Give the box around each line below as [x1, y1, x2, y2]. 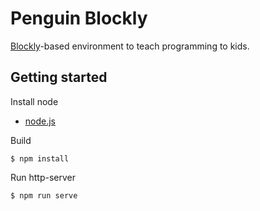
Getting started [10, 69, 108, 86]
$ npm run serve [10, 190, 78, 201]
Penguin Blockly [10, 7, 148, 30]
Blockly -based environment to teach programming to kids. [10, 40, 250, 52]
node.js [24, 115, 57, 127]
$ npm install [10, 153, 70, 164]
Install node [10, 95, 59, 107]
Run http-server [10, 171, 77, 183]
